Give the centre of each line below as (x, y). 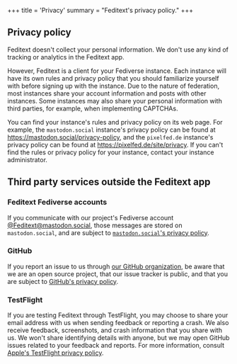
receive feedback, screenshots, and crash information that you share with (115, 330)
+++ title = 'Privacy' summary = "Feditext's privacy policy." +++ (100, 10)
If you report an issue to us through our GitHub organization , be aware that (116, 266)
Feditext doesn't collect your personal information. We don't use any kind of (118, 50)
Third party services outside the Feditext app (109, 182)
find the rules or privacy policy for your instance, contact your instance (111, 152)
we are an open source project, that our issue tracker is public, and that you (118, 274)
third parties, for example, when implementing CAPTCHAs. (93, 108)
